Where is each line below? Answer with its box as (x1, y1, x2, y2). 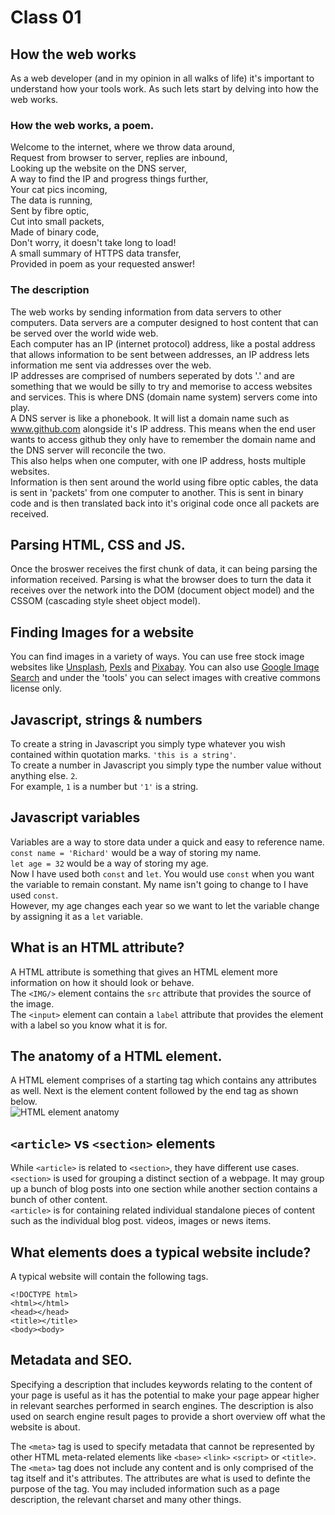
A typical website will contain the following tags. (10, 1271, 209, 1283)
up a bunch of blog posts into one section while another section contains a (10, 1183, 318, 1195)
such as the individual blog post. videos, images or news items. (10, 1215, 272, 1227)
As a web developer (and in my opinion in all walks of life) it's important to (10, 72, 315, 84)
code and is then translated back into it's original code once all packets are (10, 497, 320, 509)
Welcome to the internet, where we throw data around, (10, 141, 235, 153)
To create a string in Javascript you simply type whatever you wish (10, 738, 286, 750)
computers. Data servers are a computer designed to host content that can (10, 316, 319, 328)
